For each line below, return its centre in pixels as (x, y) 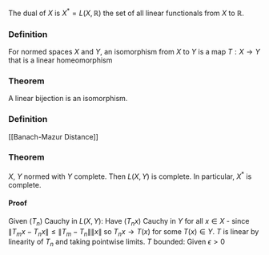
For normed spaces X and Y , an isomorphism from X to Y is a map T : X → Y (134, 51)
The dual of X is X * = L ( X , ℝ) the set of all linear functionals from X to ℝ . (126, 12)
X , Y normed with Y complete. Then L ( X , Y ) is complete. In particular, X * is (130, 176)
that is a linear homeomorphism (60, 60)
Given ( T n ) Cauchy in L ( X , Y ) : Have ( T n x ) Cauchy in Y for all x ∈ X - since (129, 222)
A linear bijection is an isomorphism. (68, 99)
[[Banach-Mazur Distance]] (53, 136)
